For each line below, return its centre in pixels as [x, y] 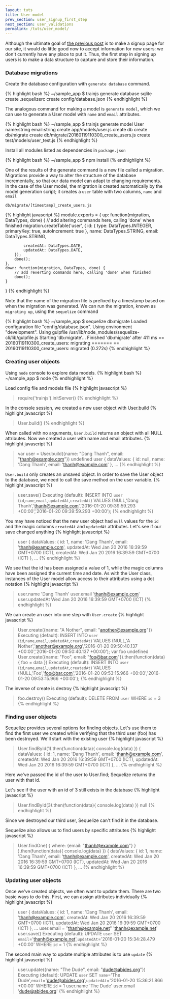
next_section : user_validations [39, 24]
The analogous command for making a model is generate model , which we [83, 109]
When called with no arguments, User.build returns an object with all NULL [84, 433]
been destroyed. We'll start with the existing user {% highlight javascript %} [84, 739]
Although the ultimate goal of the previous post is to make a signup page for [85, 43]
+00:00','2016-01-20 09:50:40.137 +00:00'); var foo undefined [83, 651]
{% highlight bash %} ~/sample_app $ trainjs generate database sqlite [79, 94]
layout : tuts [19, 10]
